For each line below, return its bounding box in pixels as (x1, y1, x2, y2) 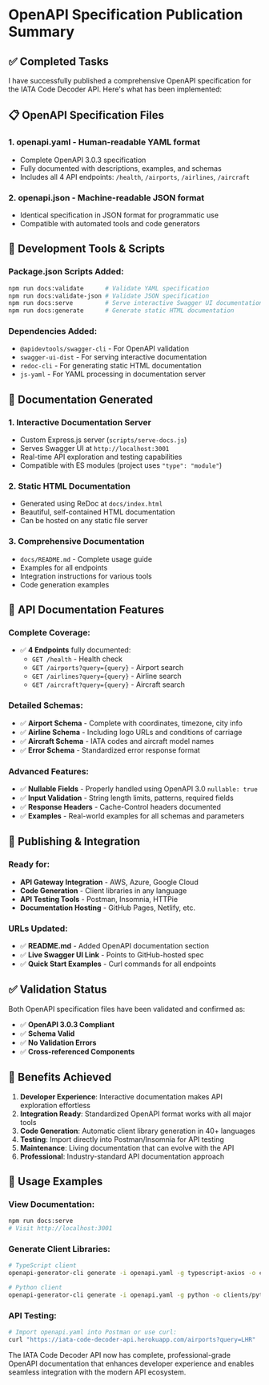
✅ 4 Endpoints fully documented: (19, 645, 131, 655)
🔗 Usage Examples (8, 1175, 103, 1188)
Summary (8, 22, 74, 41)
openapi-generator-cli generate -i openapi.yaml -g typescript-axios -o (8, 1269, 256, 1277)
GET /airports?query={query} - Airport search (31, 663, 184, 672)
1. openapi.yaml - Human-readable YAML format (8, 136, 200, 148)
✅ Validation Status (8, 983, 107, 997)
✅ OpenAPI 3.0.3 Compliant (19, 1019, 114, 1029)
